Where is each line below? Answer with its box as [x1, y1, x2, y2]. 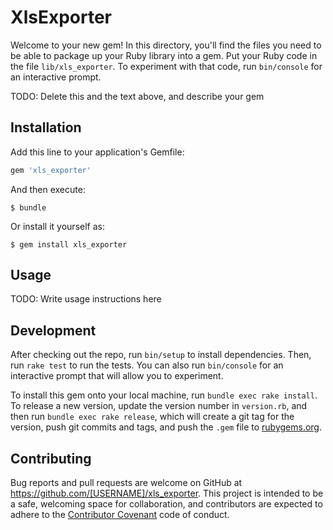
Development [10, 322, 97, 339]
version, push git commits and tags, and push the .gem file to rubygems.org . [10, 421, 323, 433]
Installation [10, 119, 82, 136]
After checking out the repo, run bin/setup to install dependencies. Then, [10, 349, 312, 361]
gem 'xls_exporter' [10, 165, 92, 175]
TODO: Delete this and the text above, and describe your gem [10, 90, 265, 102]
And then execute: [10, 183, 86, 195]
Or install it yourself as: [10, 220, 105, 232]
